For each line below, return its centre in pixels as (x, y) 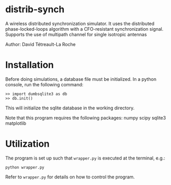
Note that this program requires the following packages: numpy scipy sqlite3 (86, 118)
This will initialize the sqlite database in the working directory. (70, 108)
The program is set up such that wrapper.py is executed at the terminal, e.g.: (85, 158)
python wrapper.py (25, 167)
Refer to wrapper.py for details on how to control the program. (70, 177)
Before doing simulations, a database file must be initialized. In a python (81, 79)
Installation (30, 65)
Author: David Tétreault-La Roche (40, 44)
